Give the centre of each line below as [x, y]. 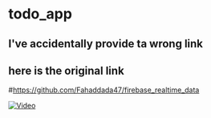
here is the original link [66, 70]
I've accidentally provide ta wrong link [105, 44]
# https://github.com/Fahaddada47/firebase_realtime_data [104, 90]
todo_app [40, 14]
